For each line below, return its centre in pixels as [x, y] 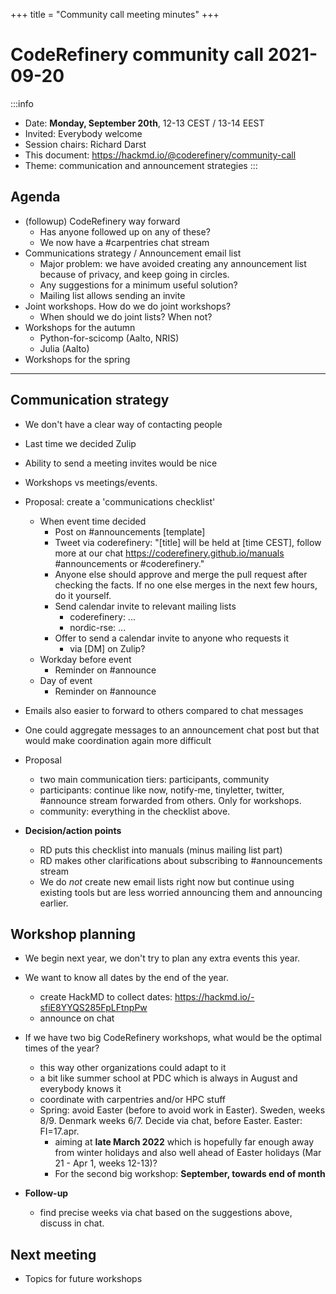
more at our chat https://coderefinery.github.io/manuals [169, 553]
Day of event [66, 680]
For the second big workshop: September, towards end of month [190, 1174]
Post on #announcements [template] [130, 531]
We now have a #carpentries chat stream [124, 242]
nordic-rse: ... [98, 627]
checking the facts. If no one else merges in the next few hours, [186, 585]
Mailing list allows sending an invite [112, 295]
